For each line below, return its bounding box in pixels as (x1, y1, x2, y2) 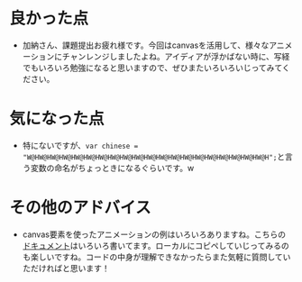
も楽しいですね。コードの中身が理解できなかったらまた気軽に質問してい (22, 251, 291, 262)
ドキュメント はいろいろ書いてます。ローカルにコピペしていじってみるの (22, 240, 290, 250)
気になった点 (9, 109, 105, 129)
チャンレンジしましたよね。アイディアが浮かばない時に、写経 (61, 50, 290, 61)
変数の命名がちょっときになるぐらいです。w (30, 162, 195, 173)
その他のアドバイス (9, 197, 151, 218)
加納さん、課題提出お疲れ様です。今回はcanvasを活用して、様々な (22, 40, 270, 50)
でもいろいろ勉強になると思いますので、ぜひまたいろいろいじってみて (22, 62, 282, 73)
